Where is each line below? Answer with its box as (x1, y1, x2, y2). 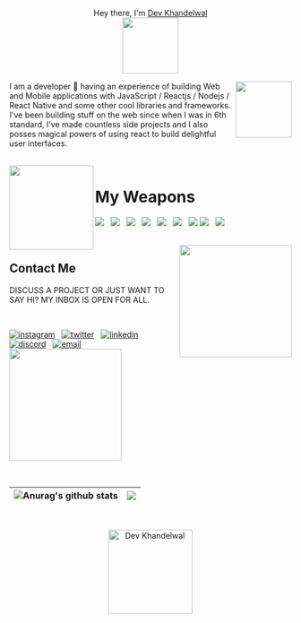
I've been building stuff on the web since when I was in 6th (9, 109, 227, 120)
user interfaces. (9, 138, 68, 149)
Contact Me (9, 261, 76, 276)
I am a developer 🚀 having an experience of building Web (9, 81, 220, 91)
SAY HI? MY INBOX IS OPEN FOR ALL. (9, 294, 150, 305)
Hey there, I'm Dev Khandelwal (93, 8, 208, 18)
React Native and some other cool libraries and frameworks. (9, 100, 231, 110)
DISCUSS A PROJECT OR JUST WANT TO (9, 284, 165, 295)
